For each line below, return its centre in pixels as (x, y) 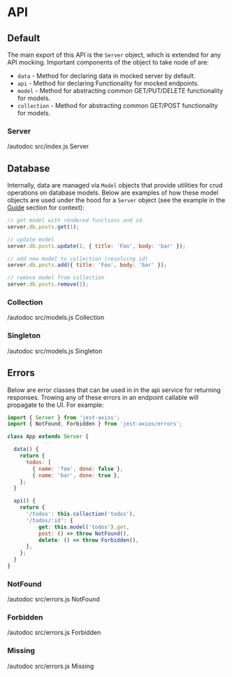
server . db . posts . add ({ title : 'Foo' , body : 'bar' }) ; (87, 265)
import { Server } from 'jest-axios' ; (64, 417)
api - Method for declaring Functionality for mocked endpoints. (108, 83)
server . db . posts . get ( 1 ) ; (43, 227)
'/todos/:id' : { (49, 520)
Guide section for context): (46, 208)
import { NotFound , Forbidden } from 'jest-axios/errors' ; (95, 424)
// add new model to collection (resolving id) (78, 259)
